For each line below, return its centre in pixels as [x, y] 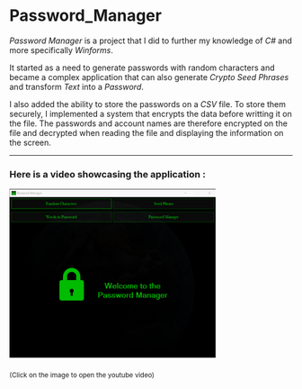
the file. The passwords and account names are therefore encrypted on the [148, 123]
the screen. [31, 142]
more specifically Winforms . [62, 50]
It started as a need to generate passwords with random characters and [142, 68]
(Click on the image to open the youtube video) [82, 375]
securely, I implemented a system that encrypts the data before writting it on [151, 113]
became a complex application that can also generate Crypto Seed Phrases [149, 77]
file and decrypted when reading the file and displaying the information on [147, 132]
